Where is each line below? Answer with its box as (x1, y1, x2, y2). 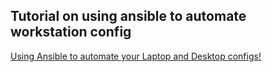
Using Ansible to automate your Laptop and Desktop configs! (10, 50, 262, 62)
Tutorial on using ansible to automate (10, 8, 247, 25)
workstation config (10, 24, 132, 41)
